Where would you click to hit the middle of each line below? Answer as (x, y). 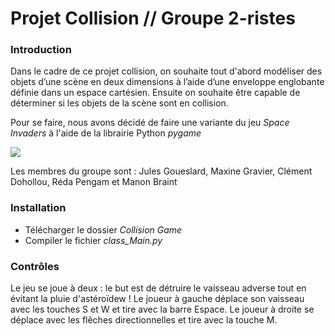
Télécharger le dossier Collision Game (103, 229)
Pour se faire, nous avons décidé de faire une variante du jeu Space (150, 123)
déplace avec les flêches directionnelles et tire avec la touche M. (144, 320)
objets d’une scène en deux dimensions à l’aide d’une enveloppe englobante (167, 82)
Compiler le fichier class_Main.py (93, 240)
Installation (38, 208)
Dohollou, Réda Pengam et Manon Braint (94, 182)
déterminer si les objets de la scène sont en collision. (119, 103)
